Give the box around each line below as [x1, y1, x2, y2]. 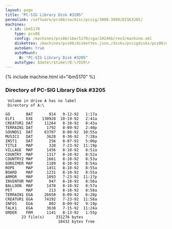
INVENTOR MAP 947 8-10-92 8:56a [5, 178, 97, 184]
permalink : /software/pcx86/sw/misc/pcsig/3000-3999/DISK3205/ [5, 17, 143, 22]
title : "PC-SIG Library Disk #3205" [5, 12, 83, 17]
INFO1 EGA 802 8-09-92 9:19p [5, 201, 97, 206]
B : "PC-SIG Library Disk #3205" [18, 55, 88, 60]
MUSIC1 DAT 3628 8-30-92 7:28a [5, 134, 97, 139]
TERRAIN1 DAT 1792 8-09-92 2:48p [5, 125, 97, 130]
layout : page [5, 7, 33, 13]
